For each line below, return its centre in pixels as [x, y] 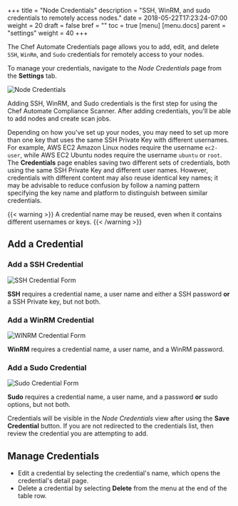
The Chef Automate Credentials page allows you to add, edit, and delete [113, 47]
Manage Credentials [53, 456]
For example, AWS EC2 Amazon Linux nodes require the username [105, 148]
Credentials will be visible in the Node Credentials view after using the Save [119, 418]
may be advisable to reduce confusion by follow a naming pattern [104, 185]
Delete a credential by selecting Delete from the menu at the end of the [122, 488]
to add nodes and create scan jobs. [59, 118]
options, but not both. [39, 405]
